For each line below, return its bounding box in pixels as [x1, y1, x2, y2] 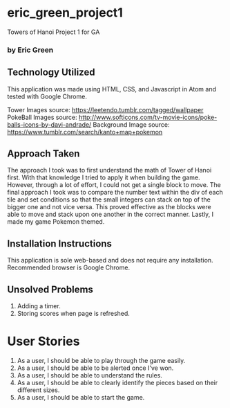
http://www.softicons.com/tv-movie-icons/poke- [78, 113, 218, 121]
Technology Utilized [7, 66, 95, 78]
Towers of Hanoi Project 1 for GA [7, 28, 100, 36]
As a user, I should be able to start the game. [17, 393, 145, 402]
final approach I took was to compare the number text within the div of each [7, 188, 223, 197]
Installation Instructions [7, 238, 113, 249]
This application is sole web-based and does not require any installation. [7, 256, 213, 265]
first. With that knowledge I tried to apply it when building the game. [7, 173, 200, 181]
